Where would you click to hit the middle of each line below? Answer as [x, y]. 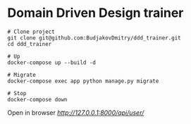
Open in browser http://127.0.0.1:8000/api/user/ [76, 112]
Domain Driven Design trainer [95, 13]
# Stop [17, 93]
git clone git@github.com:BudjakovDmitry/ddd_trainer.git [94, 38]
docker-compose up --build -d [52, 62]
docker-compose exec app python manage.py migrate [83, 81]
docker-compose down [38, 99]
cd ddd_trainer [30, 44]
